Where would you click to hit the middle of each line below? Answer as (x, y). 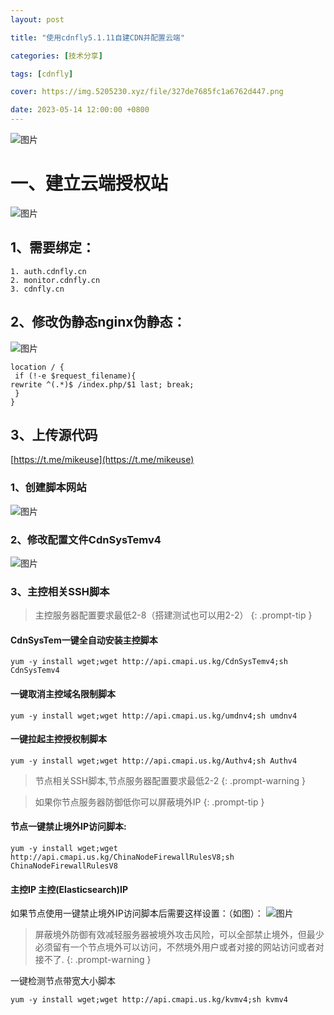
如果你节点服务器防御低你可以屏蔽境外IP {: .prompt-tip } (149, 802)
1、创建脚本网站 (48, 488)
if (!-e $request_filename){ (75, 376)
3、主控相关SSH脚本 (60, 591)
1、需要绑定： (53, 247)
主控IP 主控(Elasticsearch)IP (69, 889)
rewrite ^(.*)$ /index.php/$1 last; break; (102, 384)
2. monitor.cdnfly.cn (55, 280)
